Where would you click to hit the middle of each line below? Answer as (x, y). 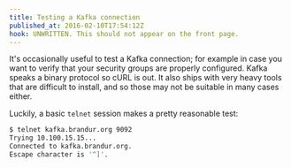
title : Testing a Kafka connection (75, 17)
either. (21, 96)
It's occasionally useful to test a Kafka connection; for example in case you (146, 59)
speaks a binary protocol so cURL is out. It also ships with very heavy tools (145, 78)
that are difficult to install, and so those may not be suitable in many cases (144, 87)
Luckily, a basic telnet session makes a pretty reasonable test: (124, 114)
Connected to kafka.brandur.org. (71, 147)
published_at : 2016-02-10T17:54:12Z (77, 26)
